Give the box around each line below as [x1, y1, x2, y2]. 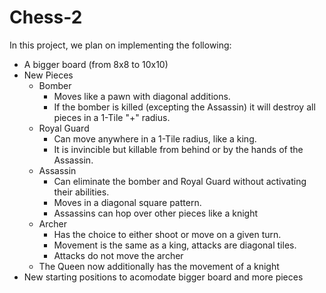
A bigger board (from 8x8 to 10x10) [23, 58, 169, 70]
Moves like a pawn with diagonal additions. [53, 90, 231, 102]
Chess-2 [9, 6, 83, 29]
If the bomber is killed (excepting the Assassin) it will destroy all [53, 101, 316, 113]
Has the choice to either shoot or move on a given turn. [53, 228, 282, 240]
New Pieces [23, 69, 74, 81]
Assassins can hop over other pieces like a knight [53, 207, 259, 219]
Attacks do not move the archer [53, 249, 184, 261]
